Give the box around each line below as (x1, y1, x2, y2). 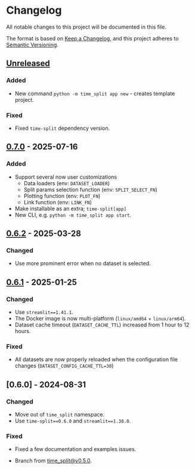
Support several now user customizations (14, 173, 117, 180)
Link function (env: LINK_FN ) (23, 198, 92, 206)
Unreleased (6, 58, 51, 69)
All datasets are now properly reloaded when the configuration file (14, 356, 178, 363)
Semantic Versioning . (6, 41, 58, 48)
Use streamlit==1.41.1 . (14, 308, 73, 316)
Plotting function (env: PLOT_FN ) (23, 192, 101, 200)
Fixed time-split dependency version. (14, 124, 110, 132)
